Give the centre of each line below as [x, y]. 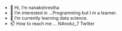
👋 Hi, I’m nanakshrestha [35, 8]
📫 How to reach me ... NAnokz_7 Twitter [52, 24]
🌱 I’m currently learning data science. [49, 18]
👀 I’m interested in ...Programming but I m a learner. [63, 13]
